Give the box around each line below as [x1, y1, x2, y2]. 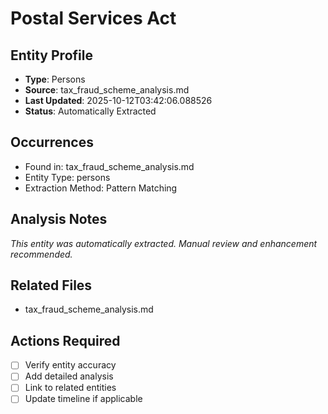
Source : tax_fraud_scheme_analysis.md [24, 84, 190, 96]
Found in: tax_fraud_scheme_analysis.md [24, 160, 195, 172]
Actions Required [10, 332, 121, 349]
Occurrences [10, 134, 94, 151]
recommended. [10, 248, 73, 260]
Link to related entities [24, 382, 117, 394]
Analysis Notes [10, 211, 108, 228]
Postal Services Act [10, 7, 177, 30]
